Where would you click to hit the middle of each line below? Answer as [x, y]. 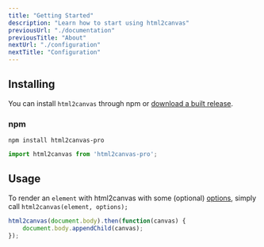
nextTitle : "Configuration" [55, 52]
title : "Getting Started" [51, 15]
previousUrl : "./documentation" [61, 30]
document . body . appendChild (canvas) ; [83, 228]
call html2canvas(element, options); [68, 206]
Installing [32, 84]
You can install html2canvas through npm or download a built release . [121, 103]
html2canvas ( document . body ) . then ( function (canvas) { [97, 221]
